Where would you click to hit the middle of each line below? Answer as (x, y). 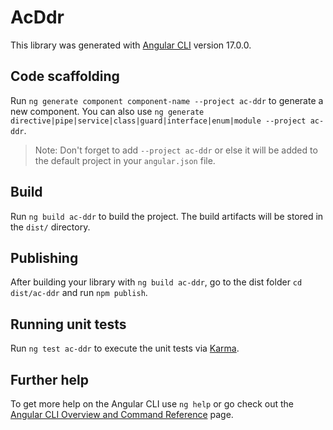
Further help (50, 379)
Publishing (44, 257)
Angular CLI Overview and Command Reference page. (122, 414)
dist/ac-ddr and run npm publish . (79, 293)
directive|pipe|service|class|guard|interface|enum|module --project (158, 121)
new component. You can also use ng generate (107, 111)
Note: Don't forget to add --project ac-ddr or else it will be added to (176, 150)
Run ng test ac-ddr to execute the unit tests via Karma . (125, 348)
